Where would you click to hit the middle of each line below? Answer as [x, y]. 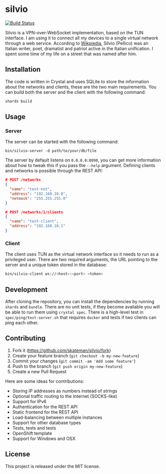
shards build [19, 101]
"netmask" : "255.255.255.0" [39, 198]
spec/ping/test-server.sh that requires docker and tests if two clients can [81, 317]
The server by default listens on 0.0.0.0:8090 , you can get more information [83, 160]
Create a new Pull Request [40, 371]
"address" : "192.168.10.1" [38, 226]
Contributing [25, 338]
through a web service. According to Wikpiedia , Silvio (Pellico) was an [77, 43]
